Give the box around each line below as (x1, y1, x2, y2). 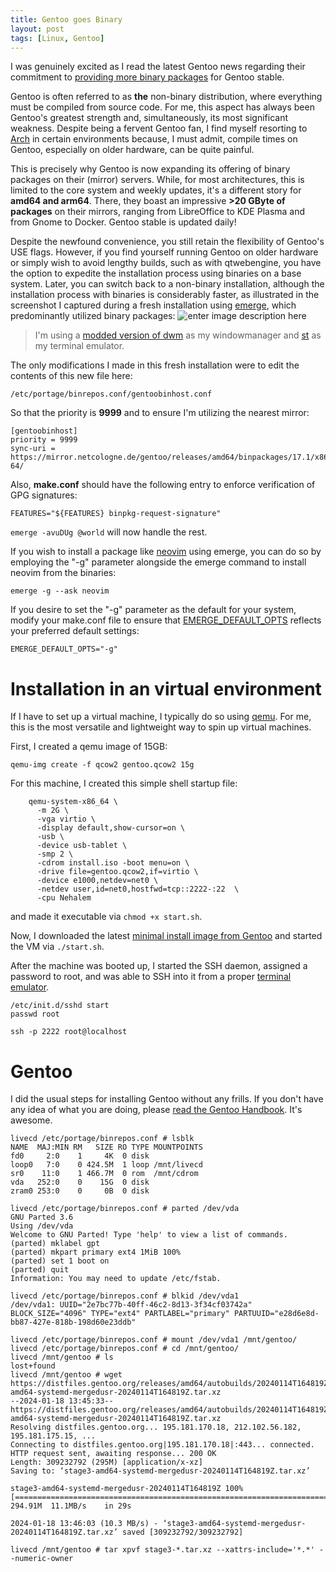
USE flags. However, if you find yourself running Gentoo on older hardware (10, 246, 319, 258)
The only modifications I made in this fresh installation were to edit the (10, 359, 300, 371)
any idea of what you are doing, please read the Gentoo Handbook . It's (10, 1104, 303, 1116)
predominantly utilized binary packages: (10, 310, 176, 322)
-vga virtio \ (36, 814, 97, 825)
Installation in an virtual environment (10, 677, 322, 700)
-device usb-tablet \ (36, 841, 128, 851)
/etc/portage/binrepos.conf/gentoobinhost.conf (10, 389, 213, 400)
